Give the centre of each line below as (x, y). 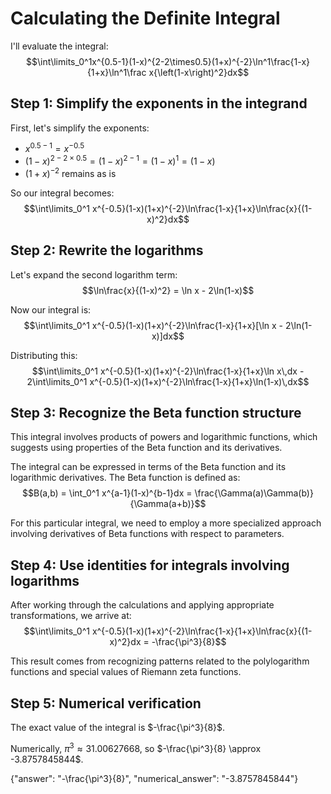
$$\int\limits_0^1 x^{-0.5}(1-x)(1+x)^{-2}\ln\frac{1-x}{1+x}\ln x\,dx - (168, 371)
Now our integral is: (51, 309)
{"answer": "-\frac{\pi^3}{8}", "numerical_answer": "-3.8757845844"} (154, 778)
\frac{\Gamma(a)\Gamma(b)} (254, 493)
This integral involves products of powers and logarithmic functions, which (164, 437)
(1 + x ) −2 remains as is (70, 172)
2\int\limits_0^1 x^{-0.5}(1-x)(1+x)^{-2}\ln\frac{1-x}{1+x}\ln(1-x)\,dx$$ (168, 381)
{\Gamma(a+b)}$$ (168, 504)
